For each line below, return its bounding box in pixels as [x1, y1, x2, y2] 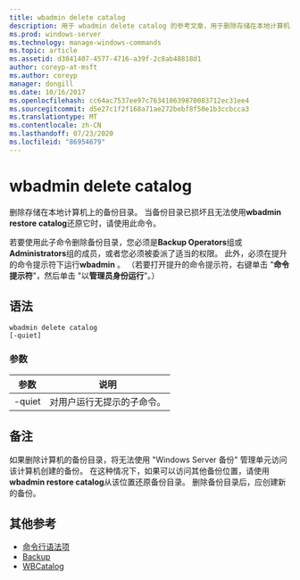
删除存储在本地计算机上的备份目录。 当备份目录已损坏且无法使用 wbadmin [9, 206, 282, 217]
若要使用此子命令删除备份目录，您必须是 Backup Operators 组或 [9, 236, 243, 247]
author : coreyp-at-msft [9, 63, 98, 72]
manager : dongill [9, 79, 74, 88]
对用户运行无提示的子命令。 [49, 395, 167, 408]
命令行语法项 [21, 542, 70, 552]
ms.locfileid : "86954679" [9, 137, 105, 146]
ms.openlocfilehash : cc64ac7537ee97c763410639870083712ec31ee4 [9, 95, 250, 105]
